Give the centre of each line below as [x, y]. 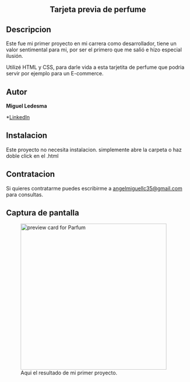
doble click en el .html [32, 156]
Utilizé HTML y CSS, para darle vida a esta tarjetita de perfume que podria [95, 67]
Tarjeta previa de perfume [98, 10]
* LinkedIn [18, 117]
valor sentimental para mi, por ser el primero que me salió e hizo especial [94, 50]
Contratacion [31, 174]
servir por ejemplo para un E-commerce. [55, 74]
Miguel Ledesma [27, 106]
